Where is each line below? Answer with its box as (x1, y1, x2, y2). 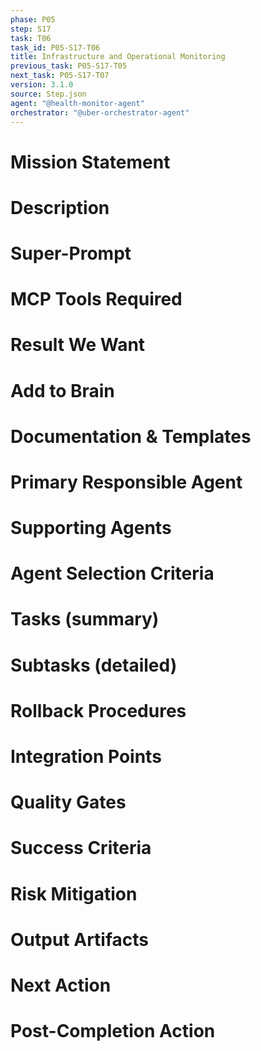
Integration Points (10, 746, 162, 768)
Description (10, 196, 110, 219)
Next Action (10, 974, 112, 996)
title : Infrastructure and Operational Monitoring (10, 52, 226, 62)
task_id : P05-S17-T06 (10, 42, 101, 53)
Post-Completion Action (10, 1020, 216, 1043)
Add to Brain (10, 379, 115, 402)
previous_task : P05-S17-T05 (10, 61, 128, 71)
